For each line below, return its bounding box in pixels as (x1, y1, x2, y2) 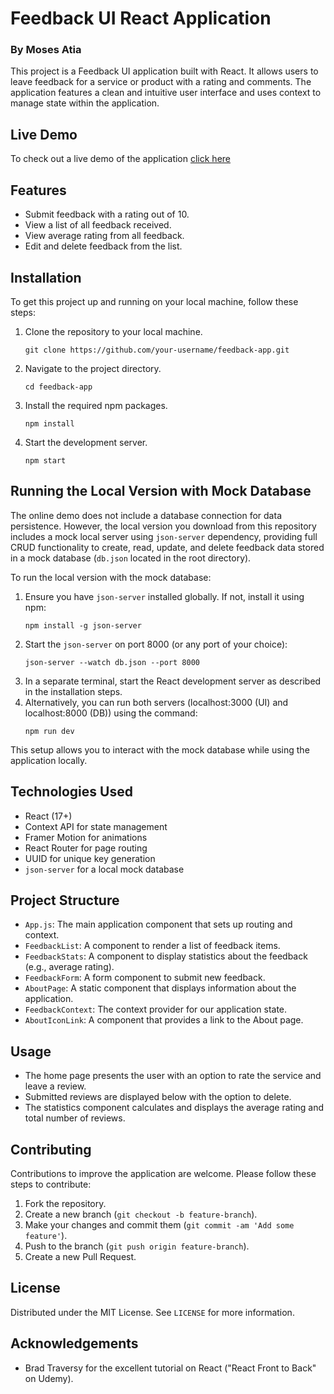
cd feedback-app (24, 382, 93, 392)
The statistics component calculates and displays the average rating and (24, 1102, 325, 1114)
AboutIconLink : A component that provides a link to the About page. (24, 1014, 304, 1026)
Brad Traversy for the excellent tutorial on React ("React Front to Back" (24, 1362, 317, 1374)
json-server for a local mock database (24, 863, 185, 875)
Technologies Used (10, 783, 133, 801)
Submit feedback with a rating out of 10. (24, 208, 190, 221)
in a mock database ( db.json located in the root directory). (10, 552, 252, 564)
